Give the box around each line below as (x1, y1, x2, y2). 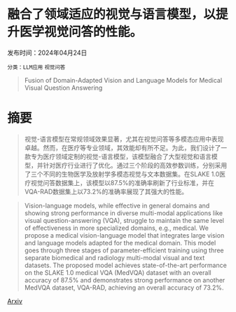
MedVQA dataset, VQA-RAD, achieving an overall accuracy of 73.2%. (24, 283, 224, 292)
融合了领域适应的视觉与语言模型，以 (7, 6, 216, 22)
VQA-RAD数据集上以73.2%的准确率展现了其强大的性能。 (24, 187, 188, 196)
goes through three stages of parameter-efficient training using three (24, 246, 224, 255)
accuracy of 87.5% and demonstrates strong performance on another (24, 276, 225, 284)
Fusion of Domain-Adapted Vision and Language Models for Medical (24, 76, 223, 84)
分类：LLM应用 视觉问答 (7, 64, 66, 71)
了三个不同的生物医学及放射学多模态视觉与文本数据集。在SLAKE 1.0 (24, 170, 220, 178)
